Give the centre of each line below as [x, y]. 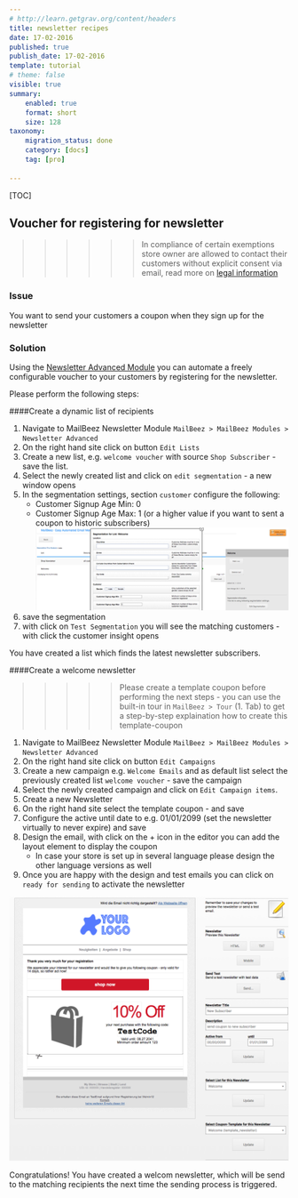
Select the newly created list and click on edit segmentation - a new [147, 476]
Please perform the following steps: [74, 394]
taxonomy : [27, 132]
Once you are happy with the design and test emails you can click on [148, 875]
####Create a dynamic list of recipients [82, 411]
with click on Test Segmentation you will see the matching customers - [151, 626]
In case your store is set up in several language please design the [155, 856]
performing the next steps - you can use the [200, 697]
